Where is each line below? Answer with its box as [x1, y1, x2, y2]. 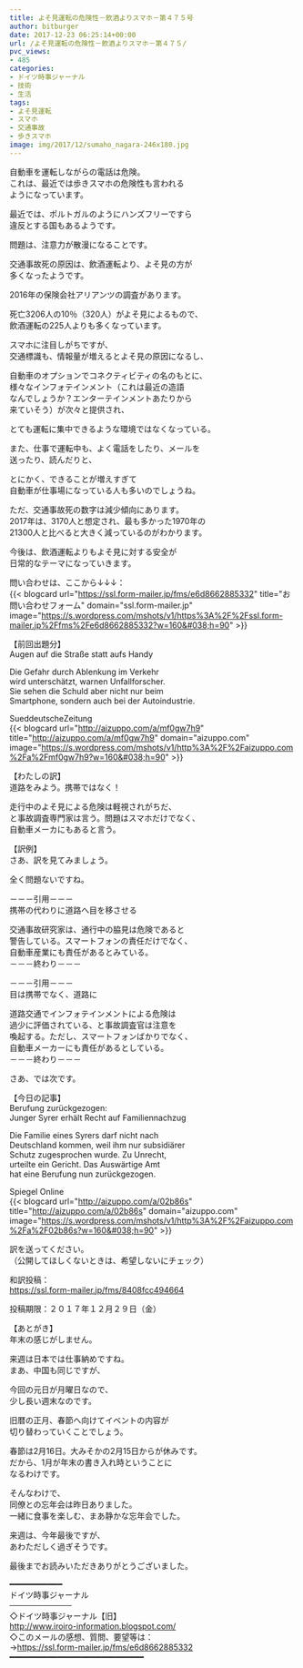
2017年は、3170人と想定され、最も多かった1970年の [9, 515, 207, 526]
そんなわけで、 [9, 1487, 66, 1498]
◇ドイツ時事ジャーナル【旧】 [9, 1610, 122, 1621]
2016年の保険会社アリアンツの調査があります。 [9, 288, 187, 300]
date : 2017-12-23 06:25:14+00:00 [9, 30, 136, 39]
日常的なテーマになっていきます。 [9, 557, 136, 569]
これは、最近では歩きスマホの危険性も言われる [9, 177, 185, 188]
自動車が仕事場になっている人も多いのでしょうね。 [9, 484, 201, 496]
